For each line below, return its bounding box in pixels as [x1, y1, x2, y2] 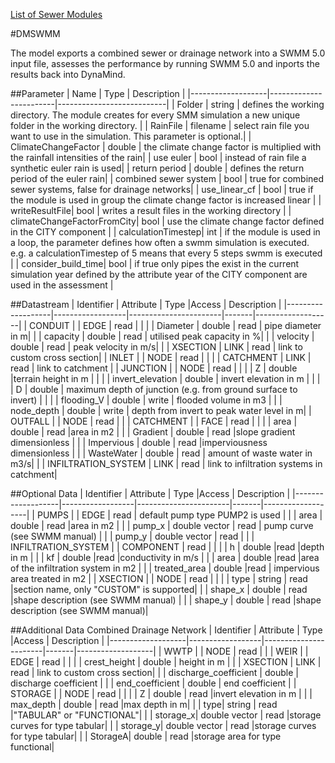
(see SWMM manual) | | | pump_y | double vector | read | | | [10, 530, 255, 542]
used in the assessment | [10, 279, 114, 291]
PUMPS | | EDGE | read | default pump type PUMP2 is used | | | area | [36, 509, 323, 521]
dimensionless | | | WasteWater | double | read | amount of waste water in [10, 447, 313, 459]
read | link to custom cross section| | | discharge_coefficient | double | [10, 667, 299, 678]
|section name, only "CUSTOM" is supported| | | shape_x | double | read [10, 584, 308, 595]
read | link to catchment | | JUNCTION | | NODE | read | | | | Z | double [10, 362, 298, 374]
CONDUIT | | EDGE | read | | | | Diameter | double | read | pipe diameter [29, 320, 322, 331]
